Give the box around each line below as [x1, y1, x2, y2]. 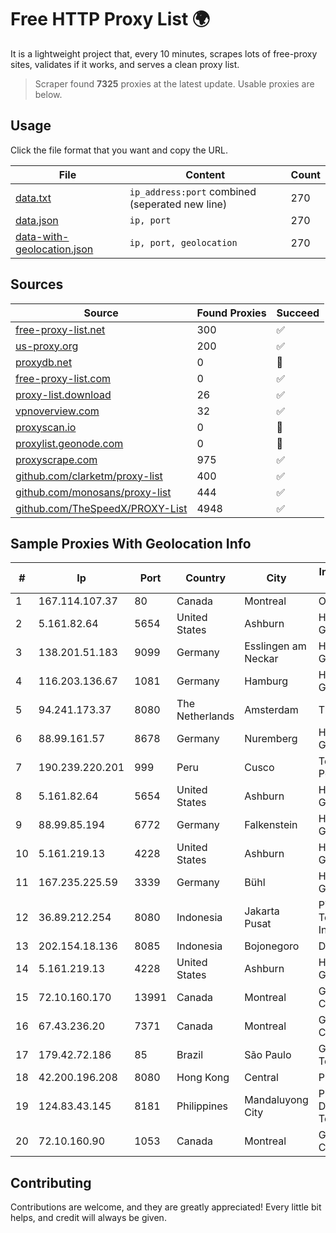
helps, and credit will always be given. [10, 1212, 167, 1224]
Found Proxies [196, 306, 267, 320]
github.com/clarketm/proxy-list [15, 469, 163, 483]
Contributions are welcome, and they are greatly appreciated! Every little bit [10, 1201, 322, 1213]
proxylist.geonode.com [15, 436, 124, 450]
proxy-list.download [15, 387, 112, 401]
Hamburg [244, 674, 288, 688]
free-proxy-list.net [15, 322, 106, 336]
